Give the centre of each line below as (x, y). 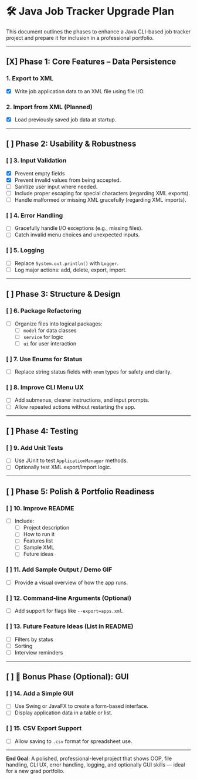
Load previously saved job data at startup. (65, 119)
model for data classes (50, 330)
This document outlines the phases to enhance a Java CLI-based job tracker (98, 31)
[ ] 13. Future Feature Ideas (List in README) (70, 626)
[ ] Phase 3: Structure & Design (63, 294)
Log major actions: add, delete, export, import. (71, 270)
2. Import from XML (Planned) (49, 107)
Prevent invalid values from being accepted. (68, 180)
